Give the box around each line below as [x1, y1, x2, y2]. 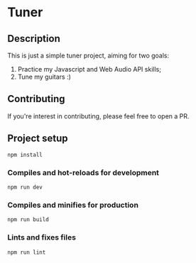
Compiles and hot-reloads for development [7, 167, 160, 177]
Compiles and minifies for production [7, 200, 138, 210]
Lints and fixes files [7, 233, 77, 242]
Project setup [7, 133, 69, 145]
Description [7, 33, 60, 45]
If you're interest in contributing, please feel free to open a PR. [7, 111, 190, 121]
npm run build [7, 216, 50, 223]
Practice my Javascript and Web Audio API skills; [17, 65, 162, 73]
